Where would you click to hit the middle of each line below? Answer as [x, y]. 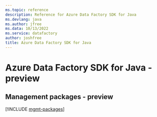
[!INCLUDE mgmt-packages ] [35, 109]
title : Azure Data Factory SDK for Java [48, 43]
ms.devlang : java [23, 19]
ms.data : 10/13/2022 [27, 29]
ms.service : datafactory [31, 33]
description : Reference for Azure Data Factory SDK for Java [71, 15]
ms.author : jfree [23, 24]
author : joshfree [23, 38]
